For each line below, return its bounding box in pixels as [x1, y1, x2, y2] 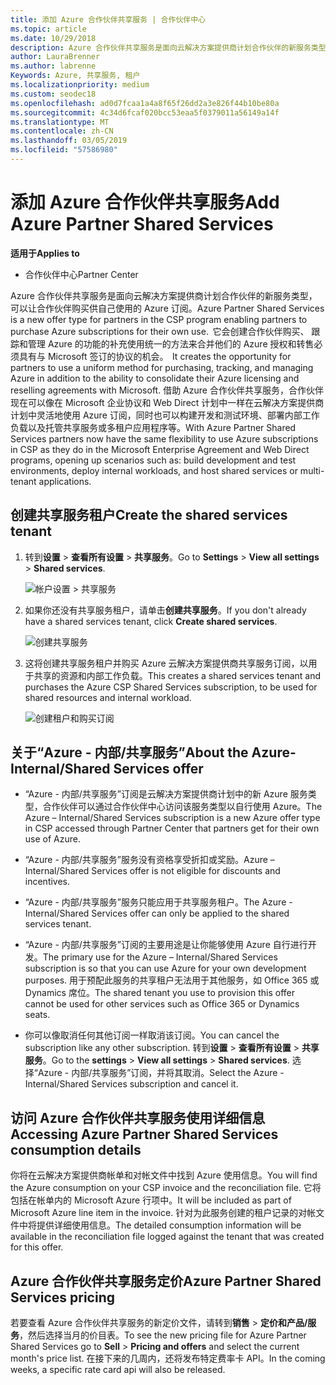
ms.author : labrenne [10, 61, 97, 71]
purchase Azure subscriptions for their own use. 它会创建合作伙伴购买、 [10, 325, 310, 337]
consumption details [10, 1141, 142, 1158]
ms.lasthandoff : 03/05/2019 [10, 136, 128, 146]
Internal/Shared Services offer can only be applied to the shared [24, 907, 290, 920]
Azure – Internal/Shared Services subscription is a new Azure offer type [24, 812, 321, 824]
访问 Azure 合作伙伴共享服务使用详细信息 [10, 1109, 266, 1126]
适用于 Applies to [10, 247, 80, 259]
